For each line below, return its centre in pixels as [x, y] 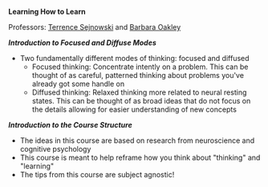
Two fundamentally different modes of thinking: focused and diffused [135, 58]
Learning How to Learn [47, 12]
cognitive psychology [55, 149]
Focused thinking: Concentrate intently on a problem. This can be [140, 67]
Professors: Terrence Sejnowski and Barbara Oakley [95, 27]
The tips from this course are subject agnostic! [97, 175]
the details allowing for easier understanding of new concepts [134, 109]
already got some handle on [78, 84]
